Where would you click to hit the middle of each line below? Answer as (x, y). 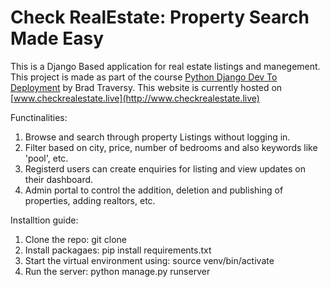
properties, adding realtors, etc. (90, 200)
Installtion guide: (44, 220)
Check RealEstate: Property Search (160, 17)
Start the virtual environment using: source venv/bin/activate (149, 260)
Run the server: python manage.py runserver (117, 271)
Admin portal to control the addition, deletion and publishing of (154, 190)
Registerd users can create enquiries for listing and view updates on (165, 168)
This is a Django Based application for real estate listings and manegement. (165, 66)
